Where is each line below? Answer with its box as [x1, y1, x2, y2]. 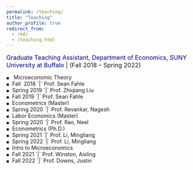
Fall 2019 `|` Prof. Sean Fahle [11, 93, 83, 100]
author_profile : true [6, 20, 61, 26]
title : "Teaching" [6, 14, 53, 20]
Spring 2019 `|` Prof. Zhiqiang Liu [11, 87, 94, 93]
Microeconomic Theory [13, 74, 72, 81]
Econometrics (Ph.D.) [11, 125, 65, 132]
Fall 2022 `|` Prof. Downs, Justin [11, 157, 92, 164]
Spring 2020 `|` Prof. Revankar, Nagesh [11, 106, 110, 113]
